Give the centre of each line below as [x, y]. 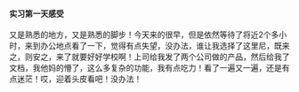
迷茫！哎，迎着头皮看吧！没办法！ [79, 79]
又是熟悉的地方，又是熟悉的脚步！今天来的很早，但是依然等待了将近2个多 [144, 34]
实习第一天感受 [36, 13]
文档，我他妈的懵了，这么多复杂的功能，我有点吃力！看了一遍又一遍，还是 [145, 68]
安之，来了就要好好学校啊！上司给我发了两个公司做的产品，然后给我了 [161, 57]
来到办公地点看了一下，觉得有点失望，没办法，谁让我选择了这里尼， [149, 46]
